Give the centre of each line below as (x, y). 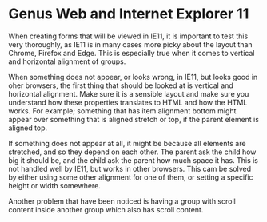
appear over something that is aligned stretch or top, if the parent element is (134, 119)
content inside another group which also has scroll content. (106, 209)
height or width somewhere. (55, 185)
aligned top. (28, 128)
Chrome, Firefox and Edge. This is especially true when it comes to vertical (132, 53)
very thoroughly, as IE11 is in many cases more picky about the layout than (131, 44)
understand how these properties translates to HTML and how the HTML (128, 102)
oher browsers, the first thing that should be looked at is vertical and (121, 85)
